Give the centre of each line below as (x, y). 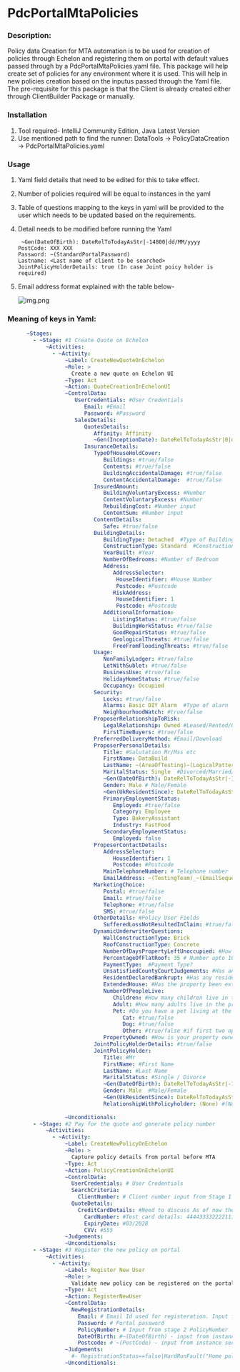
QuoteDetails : (92, 1203)
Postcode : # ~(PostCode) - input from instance (150, 1343)
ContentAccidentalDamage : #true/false (162, 480)
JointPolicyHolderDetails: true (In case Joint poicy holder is (115, 267)
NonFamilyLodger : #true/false (148, 659)
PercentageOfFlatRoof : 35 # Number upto (164, 958)
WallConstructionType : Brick (147, 938)
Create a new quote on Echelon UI (122, 374)
